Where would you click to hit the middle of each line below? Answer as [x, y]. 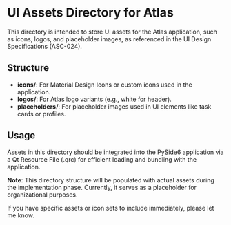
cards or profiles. [41, 114]
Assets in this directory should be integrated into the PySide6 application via [115, 152]
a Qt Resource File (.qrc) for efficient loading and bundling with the [102, 159]
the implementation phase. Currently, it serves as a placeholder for [102, 187]
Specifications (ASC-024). [45, 46]
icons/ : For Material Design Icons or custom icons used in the [105, 85]
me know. [21, 215]
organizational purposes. [42, 195]
